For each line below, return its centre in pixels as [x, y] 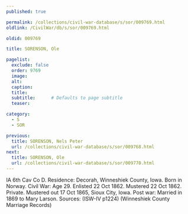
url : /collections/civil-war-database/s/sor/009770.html [83, 163]
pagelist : [18, 60]
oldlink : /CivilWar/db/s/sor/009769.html [58, 28]
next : [13, 152]
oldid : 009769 [24, 38]
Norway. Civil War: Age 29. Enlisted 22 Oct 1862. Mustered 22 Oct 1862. [94, 186]
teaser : [21, 104]
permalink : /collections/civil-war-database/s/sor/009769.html [86, 22]
